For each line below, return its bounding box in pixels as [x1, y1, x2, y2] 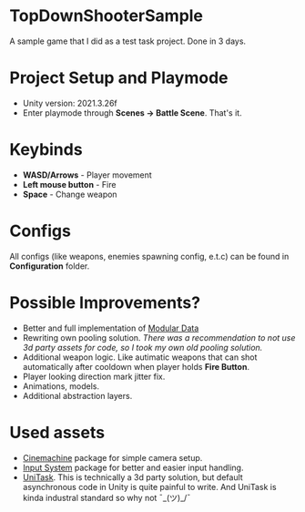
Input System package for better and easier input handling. [22, 462, 244, 473]
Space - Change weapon [22, 189, 117, 200]
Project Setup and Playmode [9, 67, 229, 88]
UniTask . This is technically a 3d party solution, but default [22, 471, 243, 483]
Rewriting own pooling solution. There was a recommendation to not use [22, 332, 296, 343]
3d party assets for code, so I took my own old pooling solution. [22, 342, 263, 353]
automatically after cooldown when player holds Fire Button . [22, 361, 250, 372]
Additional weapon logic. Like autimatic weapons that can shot [22, 352, 258, 363]
